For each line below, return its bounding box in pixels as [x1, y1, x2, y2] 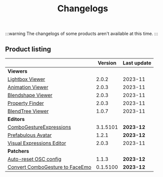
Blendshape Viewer [7, 92, 53, 98]
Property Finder [7, 100, 44, 106]
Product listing [5, 45, 51, 53]
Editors [7, 116, 25, 122]
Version [98, 59, 117, 66]
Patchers [7, 148, 30, 154]
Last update [123, 59, 152, 66]
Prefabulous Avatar [7, 132, 52, 138]
